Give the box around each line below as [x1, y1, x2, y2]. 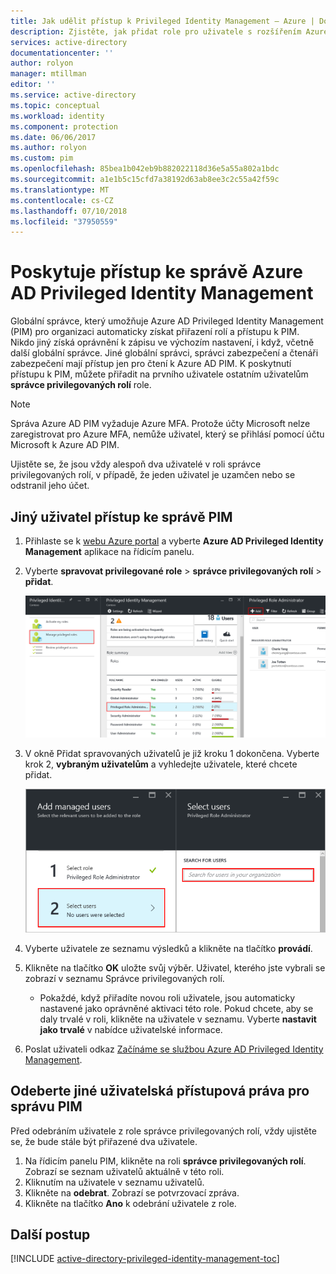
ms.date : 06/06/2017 [10, 132, 97, 142]
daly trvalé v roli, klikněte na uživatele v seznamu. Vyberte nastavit [39, 1013, 317, 1025]
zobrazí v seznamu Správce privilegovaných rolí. [24, 972, 225, 984]
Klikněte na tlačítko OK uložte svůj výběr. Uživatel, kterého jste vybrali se [24, 961, 326, 974]
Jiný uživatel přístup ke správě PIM [10, 508, 233, 525]
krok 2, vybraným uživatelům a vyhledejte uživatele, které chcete [24, 758, 298, 770]
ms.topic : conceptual [10, 100, 101, 110]
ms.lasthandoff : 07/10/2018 [10, 206, 128, 216]
